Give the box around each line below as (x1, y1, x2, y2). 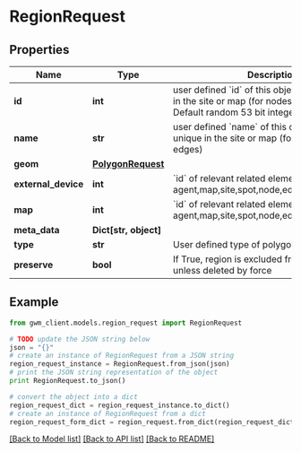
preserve (13, 258, 54, 271)
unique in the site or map (173, 132, 278, 144)
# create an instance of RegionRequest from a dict (9, 409, 206, 418)
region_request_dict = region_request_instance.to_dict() (9, 401, 230, 410)
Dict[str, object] (92, 224, 161, 236)
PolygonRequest (92, 158, 165, 169)
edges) (173, 143, 203, 155)
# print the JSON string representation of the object (9, 368, 219, 378)
